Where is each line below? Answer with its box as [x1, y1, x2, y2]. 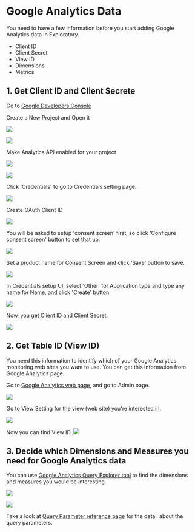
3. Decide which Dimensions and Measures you [6, 446, 189, 456]
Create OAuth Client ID [6, 206, 63, 213]
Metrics [15, 68, 35, 75]
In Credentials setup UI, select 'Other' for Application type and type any [6, 282, 185, 289]
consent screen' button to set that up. [6, 236, 101, 243]
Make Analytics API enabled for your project [6, 148, 116, 155]
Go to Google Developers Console [6, 102, 91, 109]
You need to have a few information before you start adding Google [6, 24, 174, 32]
